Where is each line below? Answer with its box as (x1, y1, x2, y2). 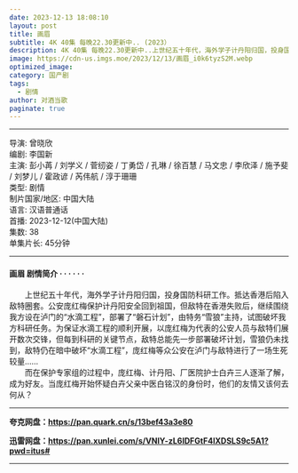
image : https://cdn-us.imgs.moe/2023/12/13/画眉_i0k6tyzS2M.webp (9, 54, 254, 63)
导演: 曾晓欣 (9, 138, 53, 148)
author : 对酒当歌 (9, 95, 68, 105)
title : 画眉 (9, 29, 51, 38)
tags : (9, 79, 29, 88)
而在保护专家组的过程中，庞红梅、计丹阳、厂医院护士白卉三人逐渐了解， (24, 367, 289, 378)
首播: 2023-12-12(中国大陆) (9, 215, 109, 227)
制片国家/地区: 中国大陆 (9, 193, 95, 204)
